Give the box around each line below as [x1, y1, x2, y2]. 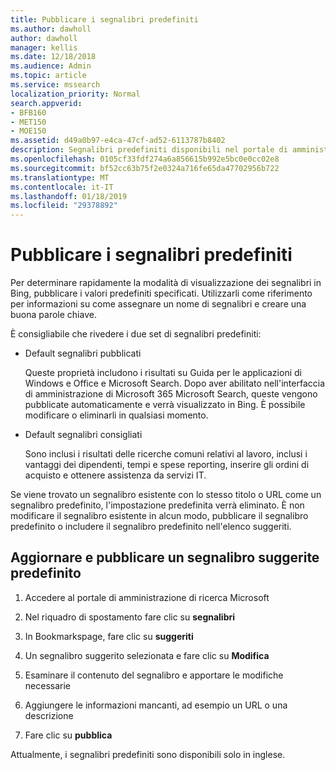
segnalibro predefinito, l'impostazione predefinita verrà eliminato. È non [10, 499, 305, 511]
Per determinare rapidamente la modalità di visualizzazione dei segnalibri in [10, 277, 322, 289]
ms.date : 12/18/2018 [10, 52, 97, 62]
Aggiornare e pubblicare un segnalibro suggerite [10, 549, 320, 566]
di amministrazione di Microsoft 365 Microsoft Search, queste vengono [24, 388, 318, 400]
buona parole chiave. [10, 309, 97, 321]
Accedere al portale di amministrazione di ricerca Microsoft [24, 591, 270, 603]
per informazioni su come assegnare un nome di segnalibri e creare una [10, 298, 307, 310]
